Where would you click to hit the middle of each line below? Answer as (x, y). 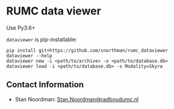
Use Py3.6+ (21, 28)
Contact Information (45, 85)
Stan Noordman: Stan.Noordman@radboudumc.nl (77, 99)
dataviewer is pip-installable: (42, 39)
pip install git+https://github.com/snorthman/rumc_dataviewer (87, 50)
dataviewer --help (29, 55)
